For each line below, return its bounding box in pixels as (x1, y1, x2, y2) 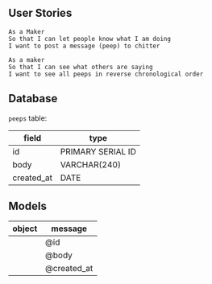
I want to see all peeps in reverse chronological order (8, 70, 204, 78)
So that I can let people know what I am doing (8, 35, 172, 43)
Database (8, 92, 58, 105)
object (12, 223, 38, 234)
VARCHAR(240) (60, 158, 121, 170)
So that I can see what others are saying (8, 63, 153, 71)
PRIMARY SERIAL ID (60, 146, 137, 157)
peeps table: (8, 113, 48, 123)
